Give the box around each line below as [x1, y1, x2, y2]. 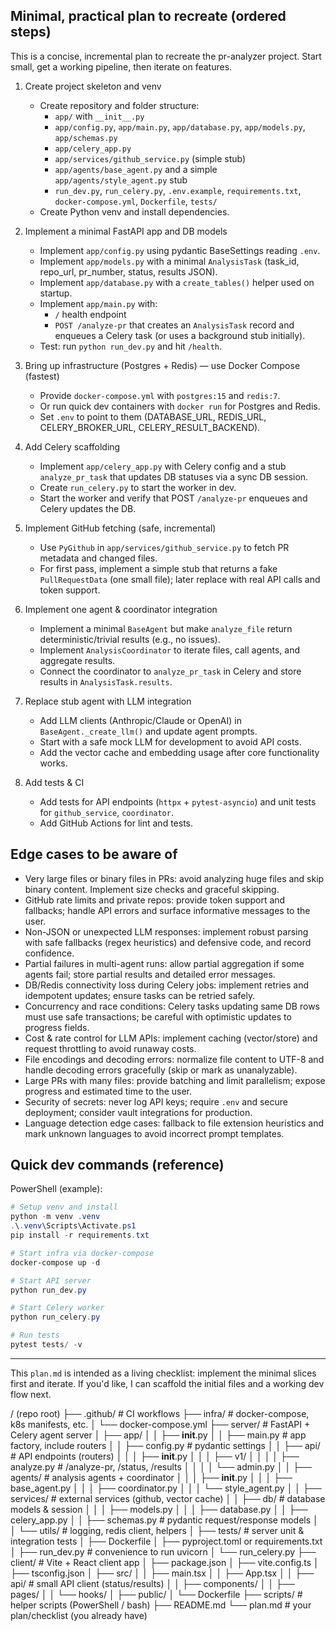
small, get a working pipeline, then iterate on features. [10, 60, 233, 73]
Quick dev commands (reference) [10, 1157, 225, 1174]
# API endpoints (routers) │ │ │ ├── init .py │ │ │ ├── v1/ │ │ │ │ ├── [10, 1450, 300, 1462]
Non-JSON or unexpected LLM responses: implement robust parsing [24, 925, 309, 938]
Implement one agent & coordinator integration [24, 603, 218, 615]
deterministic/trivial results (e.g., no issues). [39, 633, 221, 645]
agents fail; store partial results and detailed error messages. [24, 968, 276, 980]
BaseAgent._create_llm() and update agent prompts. [39, 725, 258, 737]
